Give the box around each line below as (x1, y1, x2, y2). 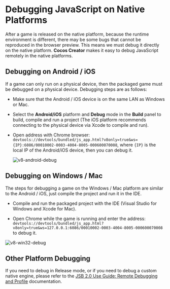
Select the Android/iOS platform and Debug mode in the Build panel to (12, 111, 161, 117)
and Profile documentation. (5, 278, 62, 284)
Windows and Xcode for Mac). (12, 205, 77, 211)
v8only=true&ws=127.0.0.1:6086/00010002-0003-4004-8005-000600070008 (12, 225, 163, 230)
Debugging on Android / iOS (5, 67, 96, 76)
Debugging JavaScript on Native (5, 4, 145, 15)
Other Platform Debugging (5, 254, 90, 263)
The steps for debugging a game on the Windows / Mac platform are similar (5, 185, 164, 191)
